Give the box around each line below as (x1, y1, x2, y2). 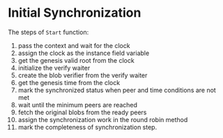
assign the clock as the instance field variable (17, 49, 150, 57)
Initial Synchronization (8, 5, 141, 21)
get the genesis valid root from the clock (17, 56, 134, 64)
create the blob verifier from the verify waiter (17, 71, 148, 79)
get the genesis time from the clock (17, 78, 121, 86)
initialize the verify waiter (17, 63, 91, 72)
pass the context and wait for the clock (17, 41, 131, 49)
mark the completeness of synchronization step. (17, 123, 157, 131)
